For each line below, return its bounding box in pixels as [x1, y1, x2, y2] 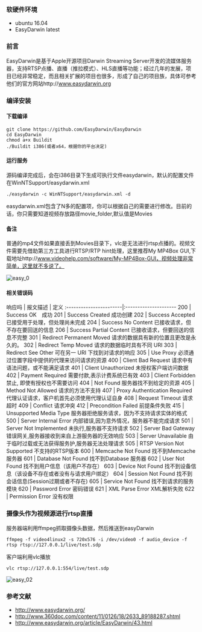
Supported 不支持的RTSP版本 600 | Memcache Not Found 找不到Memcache [6, 447, 196, 455]
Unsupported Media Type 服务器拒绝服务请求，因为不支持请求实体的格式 [6, 410, 188, 417]
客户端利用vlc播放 [6, 553, 51, 561]
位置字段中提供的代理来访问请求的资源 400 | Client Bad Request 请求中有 [11, 357, 193, 364]
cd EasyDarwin [6, 131, 42, 137]
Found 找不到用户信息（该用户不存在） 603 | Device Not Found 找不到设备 [6, 462, 191, 470]
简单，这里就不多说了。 [6, 262, 65, 270]
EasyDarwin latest [14, 26, 60, 33]
